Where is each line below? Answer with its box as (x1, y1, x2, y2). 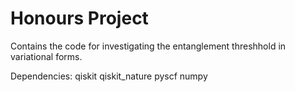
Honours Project (10, 7, 149, 30)
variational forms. (10, 50, 83, 62)
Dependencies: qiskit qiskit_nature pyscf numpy (10, 70, 208, 82)
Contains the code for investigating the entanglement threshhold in (10, 40, 287, 52)
